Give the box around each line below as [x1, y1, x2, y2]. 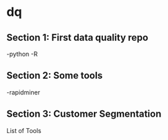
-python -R [6, 50, 38, 58]
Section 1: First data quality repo [6, 32, 149, 43]
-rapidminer [6, 88, 41, 97]
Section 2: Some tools [6, 70, 103, 81]
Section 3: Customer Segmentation [6, 108, 162, 120]
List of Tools [6, 126, 42, 134]
